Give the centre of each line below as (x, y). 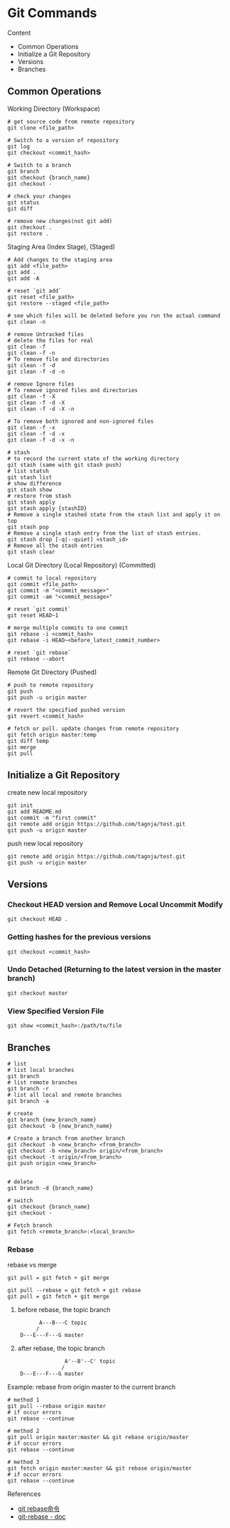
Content (19, 33)
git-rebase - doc (42, 1517)
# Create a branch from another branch (66, 1138)
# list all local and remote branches (65, 1095)
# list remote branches (43, 1082)
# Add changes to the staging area (60, 260)
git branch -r (28, 1088)
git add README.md (34, 811)
